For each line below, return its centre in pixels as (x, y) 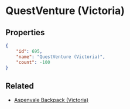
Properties (25, 33)
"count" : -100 (33, 62)
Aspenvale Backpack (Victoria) (51, 100)
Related (20, 86)
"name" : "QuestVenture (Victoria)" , (61, 57)
